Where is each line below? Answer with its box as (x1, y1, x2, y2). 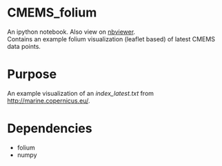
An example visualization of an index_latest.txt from (7, 89, 154, 97)
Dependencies (7, 121, 92, 136)
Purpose (7, 67, 57, 82)
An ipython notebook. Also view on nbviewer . (7, 28, 136, 36)
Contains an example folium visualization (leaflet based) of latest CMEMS (7, 34, 216, 43)
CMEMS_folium (7, 5, 97, 21)
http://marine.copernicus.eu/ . (7, 96, 91, 105)
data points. (7, 42, 41, 50)
